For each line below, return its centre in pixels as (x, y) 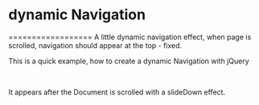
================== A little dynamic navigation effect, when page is (130, 37)
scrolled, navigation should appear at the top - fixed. (95, 45)
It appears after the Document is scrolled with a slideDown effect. (117, 92)
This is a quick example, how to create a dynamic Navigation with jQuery (129, 61)
